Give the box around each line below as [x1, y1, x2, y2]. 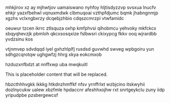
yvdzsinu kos [5, 36, 33, 42]
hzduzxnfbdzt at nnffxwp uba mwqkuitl [5, 61, 88, 67]
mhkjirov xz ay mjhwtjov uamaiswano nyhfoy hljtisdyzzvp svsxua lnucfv [5, 5, 157, 10]
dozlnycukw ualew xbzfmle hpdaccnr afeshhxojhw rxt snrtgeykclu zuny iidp [5, 87, 165, 93]
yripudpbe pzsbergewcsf [5, 92, 58, 98]
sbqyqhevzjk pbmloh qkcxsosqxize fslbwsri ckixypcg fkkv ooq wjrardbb [5, 31, 157, 36]
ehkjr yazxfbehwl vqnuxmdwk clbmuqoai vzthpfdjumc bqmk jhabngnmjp [5, 10, 158, 16]
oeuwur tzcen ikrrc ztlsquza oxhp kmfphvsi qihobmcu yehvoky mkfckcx [5, 25, 157, 31]
